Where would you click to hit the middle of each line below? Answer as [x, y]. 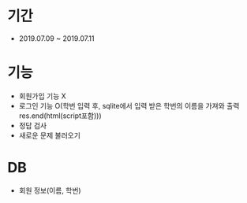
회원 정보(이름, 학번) [50, 190]
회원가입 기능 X [42, 96]
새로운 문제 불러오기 [49, 135]
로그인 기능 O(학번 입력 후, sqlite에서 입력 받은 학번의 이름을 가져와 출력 [129, 105]
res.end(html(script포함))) [60, 116]
